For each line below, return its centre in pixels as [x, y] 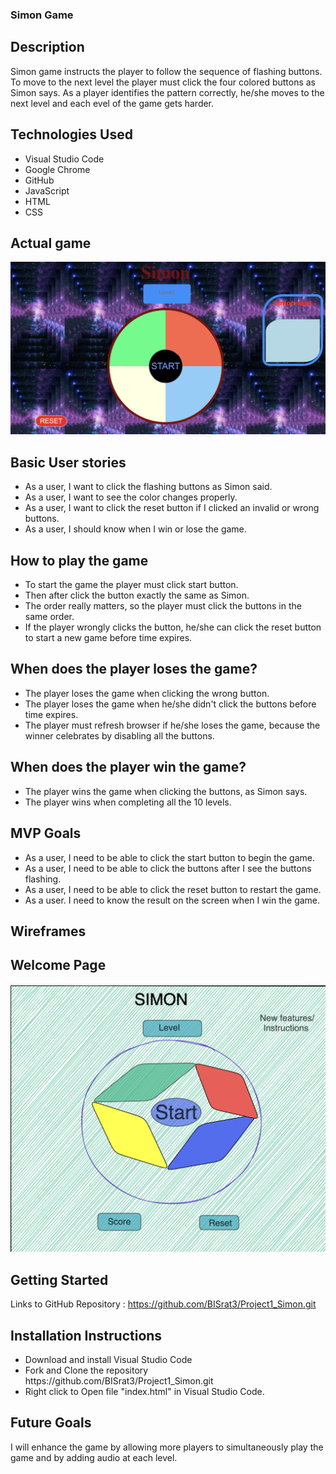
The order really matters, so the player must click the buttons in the [163, 606]
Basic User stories [68, 462]
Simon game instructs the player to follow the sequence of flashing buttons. [166, 71]
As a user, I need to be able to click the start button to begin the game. [170, 857]
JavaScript [47, 190]
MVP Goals [46, 833]
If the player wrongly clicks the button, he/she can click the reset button [173, 627]
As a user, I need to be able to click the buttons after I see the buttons [168, 868]
